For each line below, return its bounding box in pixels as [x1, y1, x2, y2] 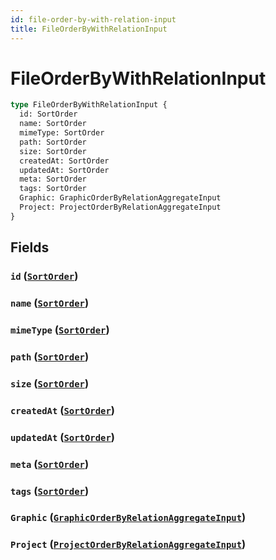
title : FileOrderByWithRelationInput [10, 24, 168, 34]
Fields [10, 239, 50, 256]
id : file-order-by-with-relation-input [10, 14, 177, 25]
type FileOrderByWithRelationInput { [10, 100, 168, 110]
